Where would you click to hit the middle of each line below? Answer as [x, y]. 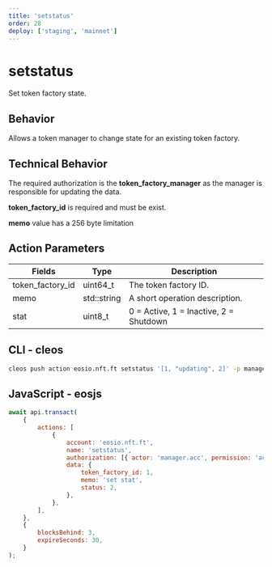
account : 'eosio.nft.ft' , [110, 442]
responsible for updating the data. [65, 192]
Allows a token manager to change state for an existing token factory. [124, 138]
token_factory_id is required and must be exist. [87, 207]
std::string [102, 298]
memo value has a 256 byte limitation [71, 222]
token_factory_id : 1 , [117, 473]
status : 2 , [99, 488]
